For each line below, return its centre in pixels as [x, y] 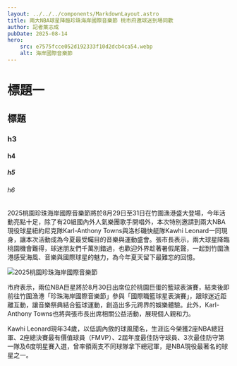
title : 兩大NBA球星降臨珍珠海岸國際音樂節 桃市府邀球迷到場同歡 [91, 20]
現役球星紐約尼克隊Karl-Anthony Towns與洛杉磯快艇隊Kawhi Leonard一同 [114, 230]
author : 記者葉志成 [33, 27]
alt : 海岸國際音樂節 [46, 54]
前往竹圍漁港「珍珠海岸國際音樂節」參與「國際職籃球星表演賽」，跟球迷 [111, 296]
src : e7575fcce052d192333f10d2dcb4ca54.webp [86, 47]
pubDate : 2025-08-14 [38, 34]
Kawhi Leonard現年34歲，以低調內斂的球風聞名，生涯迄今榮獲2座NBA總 [113, 329]
